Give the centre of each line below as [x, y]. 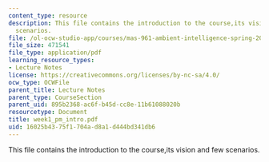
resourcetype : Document [48, 113]
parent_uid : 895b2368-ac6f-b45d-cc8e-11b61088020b [94, 105]
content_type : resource [48, 16]
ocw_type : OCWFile [39, 82]
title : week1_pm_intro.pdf [53, 120]
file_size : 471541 [39, 45]
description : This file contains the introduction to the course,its [127, 23]
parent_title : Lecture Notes [57, 90]
